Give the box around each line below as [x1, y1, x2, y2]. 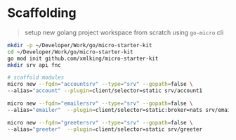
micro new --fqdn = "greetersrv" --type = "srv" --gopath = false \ [7, 119, 193, 126]
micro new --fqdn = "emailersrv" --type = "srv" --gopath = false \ [7, 100, 193, 107]
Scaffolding [7, 5, 77, 21]
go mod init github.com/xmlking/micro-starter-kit [7, 55, 159, 62]
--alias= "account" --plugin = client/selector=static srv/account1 [7, 87, 202, 94]
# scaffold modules [7, 74, 65, 82]
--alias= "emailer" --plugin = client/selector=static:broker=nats [7, 106, 202, 113]
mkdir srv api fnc [7, 61, 61, 68]
